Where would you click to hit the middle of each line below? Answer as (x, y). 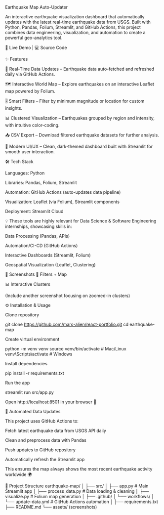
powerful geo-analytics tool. (34, 38)
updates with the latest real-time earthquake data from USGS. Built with (78, 22)
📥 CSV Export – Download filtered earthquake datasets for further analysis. (82, 135)
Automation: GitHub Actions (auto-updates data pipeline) (63, 192)
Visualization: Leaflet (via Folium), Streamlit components (62, 202)
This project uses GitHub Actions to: (42, 421)
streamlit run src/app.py (30, 392)
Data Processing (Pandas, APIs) (38, 236)
